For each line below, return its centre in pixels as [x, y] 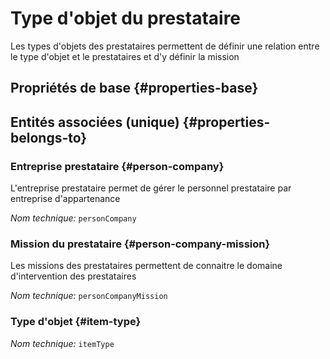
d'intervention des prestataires [73, 276]
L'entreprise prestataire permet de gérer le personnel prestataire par [151, 188]
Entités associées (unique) [95, 122]
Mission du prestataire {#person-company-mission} [140, 244]
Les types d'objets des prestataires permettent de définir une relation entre [165, 46]
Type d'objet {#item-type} [76, 322]
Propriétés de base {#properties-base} [134, 88]
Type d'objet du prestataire [126, 18]
